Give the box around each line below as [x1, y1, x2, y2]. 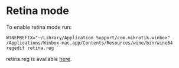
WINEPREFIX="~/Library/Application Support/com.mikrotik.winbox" [6, 35, 170, 40]
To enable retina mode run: [6, 23, 72, 30]
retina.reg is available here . [6, 55, 72, 62]
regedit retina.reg [6, 45, 54, 51]
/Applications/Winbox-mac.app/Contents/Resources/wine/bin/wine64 [6, 40, 173, 46]
